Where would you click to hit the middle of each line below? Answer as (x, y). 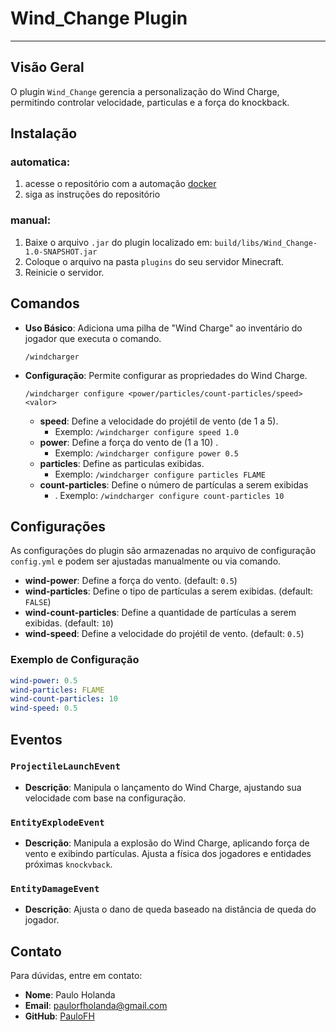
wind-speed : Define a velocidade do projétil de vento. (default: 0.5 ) (164, 634)
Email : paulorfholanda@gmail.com (96, 1006)
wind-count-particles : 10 (64, 699)
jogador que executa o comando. (93, 338)
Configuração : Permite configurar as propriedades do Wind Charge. (166, 375)
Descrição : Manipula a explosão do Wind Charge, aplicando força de (167, 843)
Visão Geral (47, 67)
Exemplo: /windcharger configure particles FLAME (160, 474)
